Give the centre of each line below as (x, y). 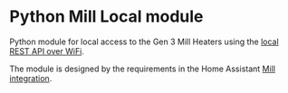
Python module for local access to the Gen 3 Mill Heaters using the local (144, 42)
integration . (31, 78)
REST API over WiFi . (47, 51)
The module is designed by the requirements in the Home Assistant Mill (143, 69)
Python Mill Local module (106, 17)
